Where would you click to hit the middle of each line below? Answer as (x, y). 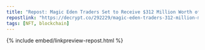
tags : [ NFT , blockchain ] (38, 23)
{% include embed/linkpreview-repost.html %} (65, 41)
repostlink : (21, 18)
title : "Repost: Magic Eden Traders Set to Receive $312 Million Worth (99, 12)
